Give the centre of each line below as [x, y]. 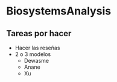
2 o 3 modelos [33, 54]
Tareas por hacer [39, 33]
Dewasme [36, 61]
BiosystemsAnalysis [59, 11]
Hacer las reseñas [37, 48]
